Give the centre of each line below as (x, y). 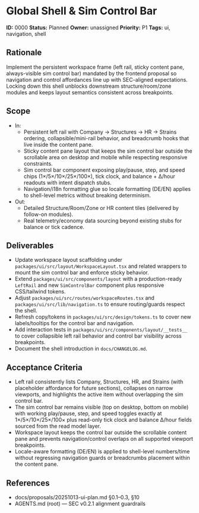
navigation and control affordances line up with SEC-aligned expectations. (97, 79)
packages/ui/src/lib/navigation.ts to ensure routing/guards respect (100, 304)
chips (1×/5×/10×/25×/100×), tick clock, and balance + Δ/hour (99, 176)
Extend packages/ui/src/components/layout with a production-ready (98, 279)
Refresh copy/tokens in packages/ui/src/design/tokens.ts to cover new (103, 317)
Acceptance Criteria (44, 367)
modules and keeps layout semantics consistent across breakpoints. (90, 92)
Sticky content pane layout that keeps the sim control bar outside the (108, 151)
